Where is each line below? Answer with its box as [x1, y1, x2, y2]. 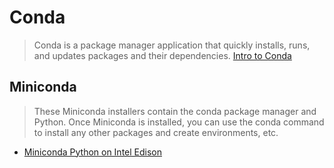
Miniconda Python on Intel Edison [23, 146, 163, 158]
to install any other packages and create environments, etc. [33, 126, 279, 138]
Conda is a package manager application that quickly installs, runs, [33, 39, 311, 51]
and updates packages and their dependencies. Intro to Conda [33, 49, 292, 61]
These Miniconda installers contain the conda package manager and [33, 105, 317, 117]
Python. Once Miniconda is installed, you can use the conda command [33, 116, 325, 128]
